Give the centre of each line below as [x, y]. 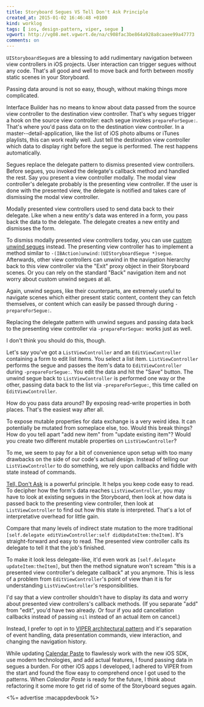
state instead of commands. [41, 472]
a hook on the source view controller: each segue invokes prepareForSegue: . [102, 120]
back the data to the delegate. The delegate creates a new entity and [93, 222]
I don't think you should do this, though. [56, 340]
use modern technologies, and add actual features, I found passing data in [100, 660]
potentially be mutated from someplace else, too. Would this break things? [100, 428]
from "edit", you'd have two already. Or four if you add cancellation [90, 610]
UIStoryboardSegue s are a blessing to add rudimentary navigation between [100, 58]
